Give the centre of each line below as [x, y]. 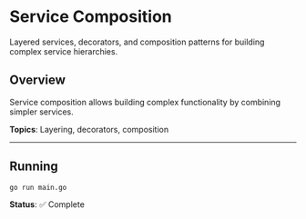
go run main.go [38, 187]
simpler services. [42, 112]
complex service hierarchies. [64, 51]
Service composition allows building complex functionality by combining [145, 102]
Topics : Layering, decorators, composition [89, 129]
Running [34, 167]
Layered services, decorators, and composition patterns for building [137, 42]
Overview [38, 80]
